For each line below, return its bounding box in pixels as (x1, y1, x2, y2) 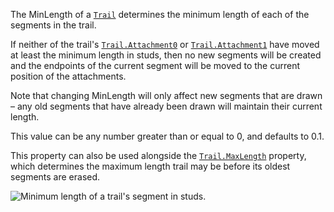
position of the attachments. (10, 70, 127, 82)
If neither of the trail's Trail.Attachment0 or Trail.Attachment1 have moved (10, 39, 320, 50)
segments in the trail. (10, 19, 97, 31)
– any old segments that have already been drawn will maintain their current (10, 100, 323, 112)
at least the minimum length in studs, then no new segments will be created (10, 49, 322, 61)
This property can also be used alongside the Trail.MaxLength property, (10, 150, 307, 161)
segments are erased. (10, 171, 101, 183)
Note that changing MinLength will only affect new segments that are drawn (10, 90, 323, 101)
